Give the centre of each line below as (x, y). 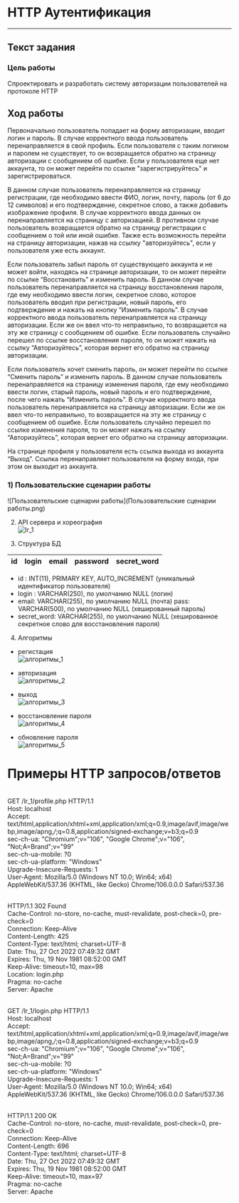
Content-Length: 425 (38, 936)
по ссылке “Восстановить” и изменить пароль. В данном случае (106, 280)
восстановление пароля (54, 715)
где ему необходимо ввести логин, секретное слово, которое (102, 295)
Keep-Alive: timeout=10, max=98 (55, 966)
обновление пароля (48, 737)
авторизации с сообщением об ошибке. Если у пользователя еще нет (113, 161)
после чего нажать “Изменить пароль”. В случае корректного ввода (111, 400)
